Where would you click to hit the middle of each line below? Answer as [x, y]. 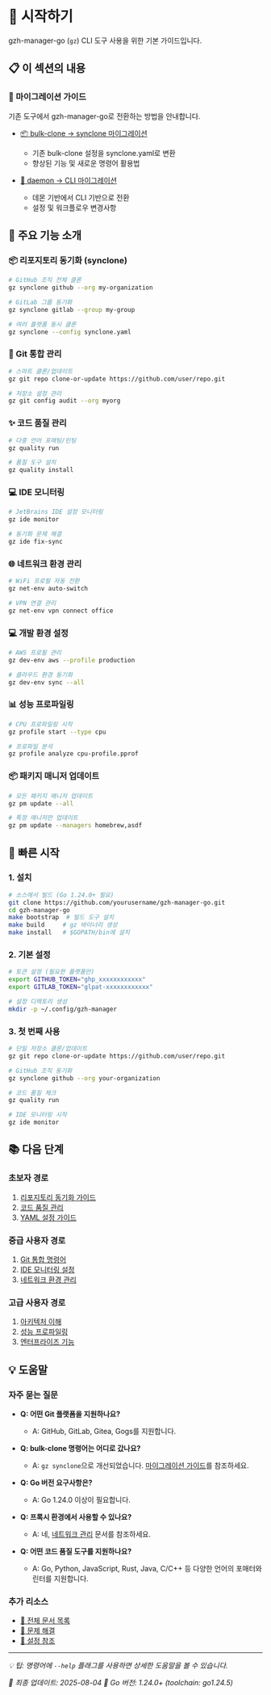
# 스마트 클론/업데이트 [41, 371]
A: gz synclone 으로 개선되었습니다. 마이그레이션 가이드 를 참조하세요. [140, 1466]
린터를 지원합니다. [60, 1579]
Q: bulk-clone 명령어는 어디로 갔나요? [80, 1449]
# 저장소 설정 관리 [35, 393]
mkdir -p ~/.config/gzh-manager [63, 1009]
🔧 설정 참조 [38, 1641]
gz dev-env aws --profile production [72, 660]
